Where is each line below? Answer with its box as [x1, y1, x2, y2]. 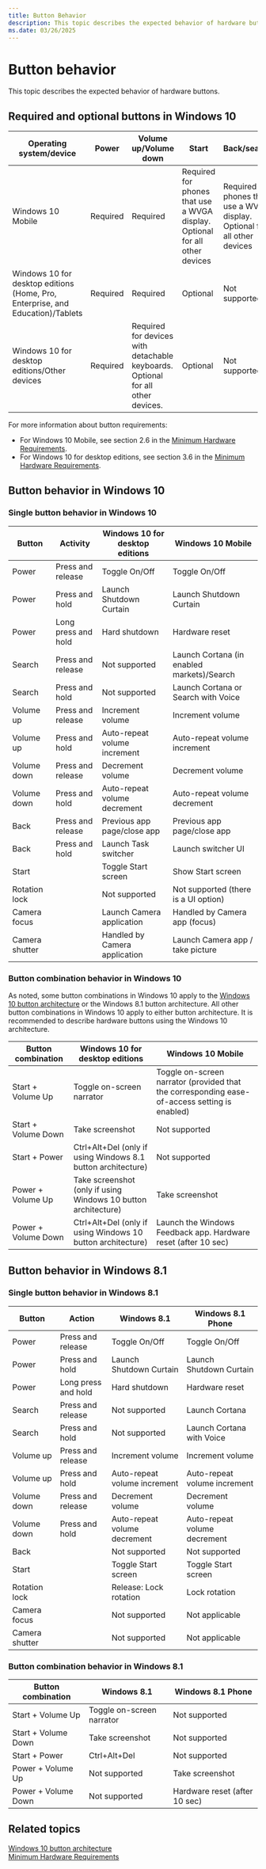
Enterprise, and [12, 298, 70, 309]
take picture [173, 944, 218, 955]
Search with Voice [173, 691, 240, 702]
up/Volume [131, 143, 174, 154]
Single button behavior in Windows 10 [8, 508, 157, 519]
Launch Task [101, 838, 150, 849]
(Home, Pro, [12, 288, 57, 299]
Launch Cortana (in [173, 649, 245, 660]
